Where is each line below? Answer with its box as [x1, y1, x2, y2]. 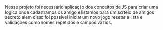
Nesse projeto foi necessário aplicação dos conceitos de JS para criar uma [5, 4, 158, 10]
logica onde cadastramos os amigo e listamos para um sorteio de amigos [5, 9, 154, 15]
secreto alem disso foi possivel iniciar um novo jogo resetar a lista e [5, 15, 143, 20]
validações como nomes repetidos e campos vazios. [5, 19, 112, 25]
